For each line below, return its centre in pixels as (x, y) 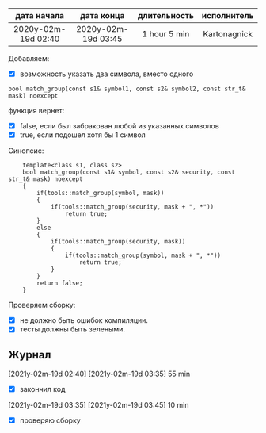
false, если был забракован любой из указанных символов (119, 126)
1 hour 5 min (166, 34)
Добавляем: (29, 58)
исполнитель (228, 15)
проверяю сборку (50, 420)
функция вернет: (36, 111)
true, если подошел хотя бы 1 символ (83, 135)
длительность (166, 15)
